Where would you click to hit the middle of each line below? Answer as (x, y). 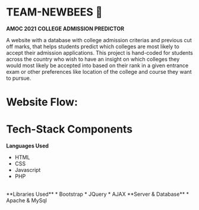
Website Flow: (42, 102)
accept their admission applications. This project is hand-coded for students (99, 52)
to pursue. (19, 78)
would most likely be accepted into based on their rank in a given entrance (97, 65)
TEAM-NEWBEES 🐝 (54, 12)
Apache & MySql (27, 200)
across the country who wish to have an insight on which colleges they (93, 59)
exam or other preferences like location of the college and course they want (99, 71)
